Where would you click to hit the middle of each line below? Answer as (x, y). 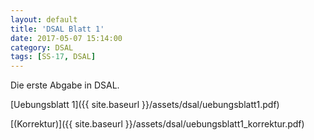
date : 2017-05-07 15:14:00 (66, 38)
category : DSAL (42, 47)
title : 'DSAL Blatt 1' (57, 29)
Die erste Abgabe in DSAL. (65, 85)
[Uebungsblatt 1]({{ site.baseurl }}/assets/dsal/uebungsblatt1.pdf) (145, 105)
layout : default (44, 19)
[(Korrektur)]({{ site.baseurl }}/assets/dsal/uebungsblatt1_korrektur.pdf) (157, 124)
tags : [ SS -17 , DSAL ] (53, 57)
